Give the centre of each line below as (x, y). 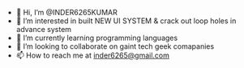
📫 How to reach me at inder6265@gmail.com (93, 55)
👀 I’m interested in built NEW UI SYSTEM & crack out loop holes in (126, 21)
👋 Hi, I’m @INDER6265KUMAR (66, 12)
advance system (43, 29)
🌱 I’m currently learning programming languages (97, 38)
